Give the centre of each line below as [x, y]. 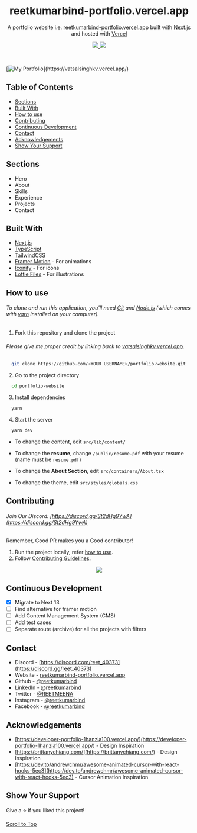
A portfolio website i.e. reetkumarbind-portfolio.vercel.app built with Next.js [99, 27]
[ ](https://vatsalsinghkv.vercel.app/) [67, 69]
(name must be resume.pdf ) [48, 459]
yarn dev [22, 430]
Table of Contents [40, 87]
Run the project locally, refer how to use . [64, 552]
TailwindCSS [30, 255]
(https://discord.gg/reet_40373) [53, 669]
